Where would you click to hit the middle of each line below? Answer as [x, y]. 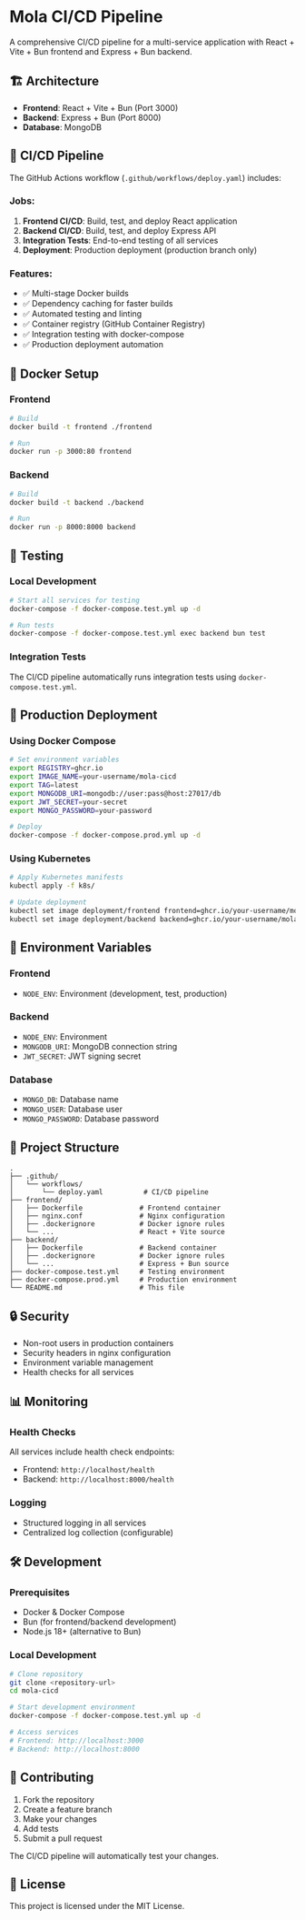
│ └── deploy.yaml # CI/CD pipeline [109, 1192]
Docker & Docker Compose [74, 1613]
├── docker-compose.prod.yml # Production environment [123, 1280]
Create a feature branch [67, 1809]
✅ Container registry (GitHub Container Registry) [114, 324]
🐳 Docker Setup [54, 373]
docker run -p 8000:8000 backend [73, 528]
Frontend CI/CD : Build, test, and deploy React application [130, 221]
